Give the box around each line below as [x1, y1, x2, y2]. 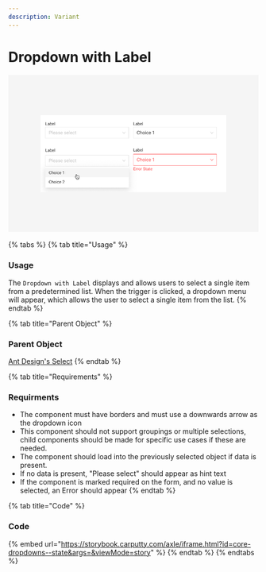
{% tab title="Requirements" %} [8, 372, 113, 381]
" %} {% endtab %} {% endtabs [150, 547, 255, 557]
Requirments [8, 392, 60, 403]
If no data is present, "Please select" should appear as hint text [19, 469, 226, 478]
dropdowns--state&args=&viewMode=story [8, 547, 151, 557]
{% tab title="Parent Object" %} [8, 319, 113, 328]
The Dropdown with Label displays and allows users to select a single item [8, 278, 250, 288]
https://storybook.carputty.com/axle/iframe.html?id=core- [60, 539, 252, 548]
